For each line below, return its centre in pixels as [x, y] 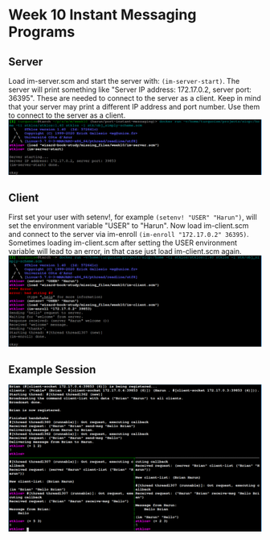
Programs [42, 32]
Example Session [52, 370]
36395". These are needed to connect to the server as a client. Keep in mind [135, 98]
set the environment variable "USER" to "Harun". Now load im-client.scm [129, 226]
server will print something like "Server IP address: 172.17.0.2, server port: [130, 89]
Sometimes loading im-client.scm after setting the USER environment [123, 243]
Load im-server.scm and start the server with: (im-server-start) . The [124, 81]
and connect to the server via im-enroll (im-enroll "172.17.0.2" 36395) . [129, 235]
